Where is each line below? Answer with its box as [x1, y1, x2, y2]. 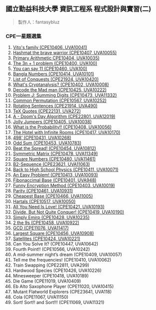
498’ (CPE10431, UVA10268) [12, 134, 72, 141]
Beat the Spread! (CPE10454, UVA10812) [12, 145, 96, 151]
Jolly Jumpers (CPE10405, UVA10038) [12, 119, 92, 125]
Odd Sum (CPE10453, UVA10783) [12, 140, 82, 146]
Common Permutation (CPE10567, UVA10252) [12, 97, 107, 103]
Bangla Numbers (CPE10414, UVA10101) [12, 71, 94, 77]
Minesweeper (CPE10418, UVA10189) [12, 273, 89, 279]
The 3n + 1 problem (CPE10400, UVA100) [12, 60, 98, 66]
